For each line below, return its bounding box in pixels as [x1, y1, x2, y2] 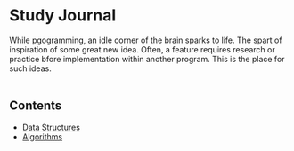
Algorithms [21, 131, 63, 142]
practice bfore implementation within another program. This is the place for [9, 53, 285, 64]
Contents [9, 99, 62, 114]
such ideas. [9, 63, 52, 74]
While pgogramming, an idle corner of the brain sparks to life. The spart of [9, 35, 282, 45]
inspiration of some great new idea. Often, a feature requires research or [9, 44, 275, 54]
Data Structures [21, 122, 80, 132]
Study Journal [9, 5, 117, 26]
